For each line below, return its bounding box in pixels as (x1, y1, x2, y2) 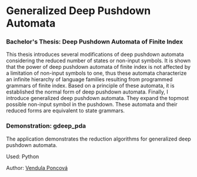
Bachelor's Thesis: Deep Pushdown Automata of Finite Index (6, 38, 183, 46)
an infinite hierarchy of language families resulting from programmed (6, 76, 173, 83)
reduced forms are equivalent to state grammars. (6, 107, 125, 114)
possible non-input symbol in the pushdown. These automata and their (6, 101, 178, 108)
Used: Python (6, 153, 39, 160)
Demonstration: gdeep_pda (6, 122, 86, 130)
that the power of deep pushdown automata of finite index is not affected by (6, 64, 191, 71)
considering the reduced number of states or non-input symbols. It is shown (6, 57, 191, 64)
